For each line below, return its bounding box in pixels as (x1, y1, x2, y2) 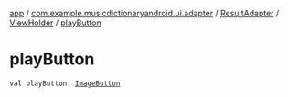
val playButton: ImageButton (9, 79, 121, 88)
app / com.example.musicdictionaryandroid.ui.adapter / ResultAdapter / (9, 8, 280, 18)
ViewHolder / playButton (9, 17, 102, 28)
